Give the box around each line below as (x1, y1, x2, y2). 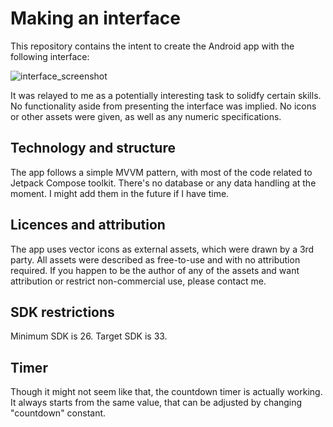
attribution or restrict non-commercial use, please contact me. (10, 275, 267, 287)
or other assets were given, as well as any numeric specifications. (10, 110, 282, 122)
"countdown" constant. (10, 407, 107, 419)
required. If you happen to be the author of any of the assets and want (10, 264, 300, 276)
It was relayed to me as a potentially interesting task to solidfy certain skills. (10, 89, 322, 101)
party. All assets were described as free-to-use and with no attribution (10, 253, 301, 266)
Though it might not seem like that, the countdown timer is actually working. (10, 386, 323, 398)
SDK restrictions (10, 303, 115, 321)
